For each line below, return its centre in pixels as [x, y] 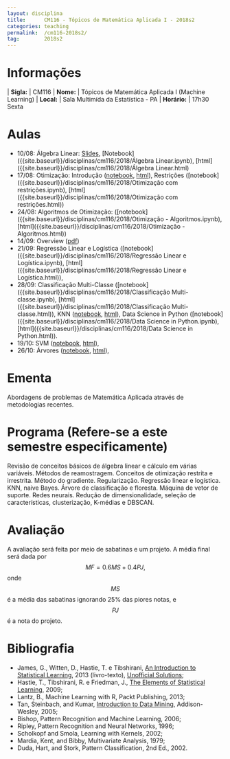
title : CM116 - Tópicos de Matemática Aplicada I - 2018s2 [101, 20]
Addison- [190, 704]
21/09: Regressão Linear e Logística [68, 248]
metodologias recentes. [41, 404]
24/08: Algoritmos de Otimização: [65, 212]
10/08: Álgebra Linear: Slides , [59, 153]
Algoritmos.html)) [42, 234]
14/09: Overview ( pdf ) [48, 241]
